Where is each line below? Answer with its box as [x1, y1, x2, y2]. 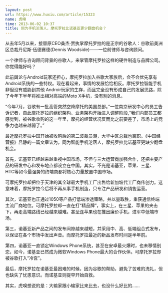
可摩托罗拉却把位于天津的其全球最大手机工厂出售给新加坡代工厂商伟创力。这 [5, 179, 163, 185]
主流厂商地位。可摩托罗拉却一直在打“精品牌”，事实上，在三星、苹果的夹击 [5, 202, 158, 208]
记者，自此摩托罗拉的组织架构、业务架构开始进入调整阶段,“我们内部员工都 [9, 110, 162, 116]
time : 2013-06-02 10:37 [5, 21, 55, 27]
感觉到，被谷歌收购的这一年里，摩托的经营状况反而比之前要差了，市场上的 [5, 116, 158, 122]
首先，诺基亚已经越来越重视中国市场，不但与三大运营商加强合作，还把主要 [5, 156, 158, 162]
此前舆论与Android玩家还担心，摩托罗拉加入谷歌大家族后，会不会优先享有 [5, 74, 157, 80]
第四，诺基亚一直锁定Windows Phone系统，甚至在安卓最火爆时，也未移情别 [5, 242, 161, 248]
